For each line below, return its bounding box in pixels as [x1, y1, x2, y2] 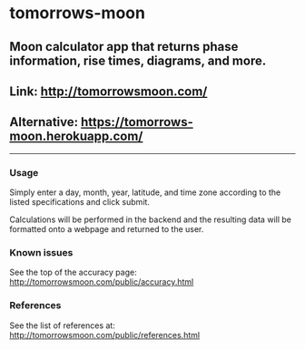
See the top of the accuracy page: [9, 267, 138, 278]
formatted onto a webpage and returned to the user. [9, 224, 204, 235]
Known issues [9, 247, 74, 258]
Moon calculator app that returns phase [9, 39, 239, 54]
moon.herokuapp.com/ [9, 129, 143, 144]
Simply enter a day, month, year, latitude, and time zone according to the [9, 187, 281, 198]
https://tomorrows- [80, 114, 193, 130]
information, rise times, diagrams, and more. [9, 53, 267, 68]
